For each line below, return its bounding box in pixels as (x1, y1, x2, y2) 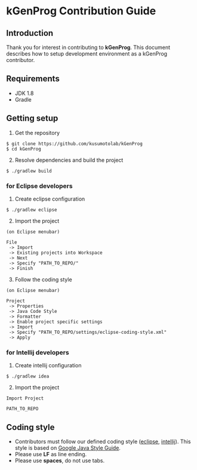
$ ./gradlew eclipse (6, 207, 58, 213)
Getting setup (6, 113, 59, 124)
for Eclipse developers (6, 182, 73, 190)
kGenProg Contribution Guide (6, 4, 156, 18)
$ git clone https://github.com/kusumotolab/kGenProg (6, 140, 143, 147)
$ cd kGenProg (6, 146, 42, 152)
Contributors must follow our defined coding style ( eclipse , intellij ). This (14, 438, 191, 446)
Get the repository (14, 129, 60, 136)
